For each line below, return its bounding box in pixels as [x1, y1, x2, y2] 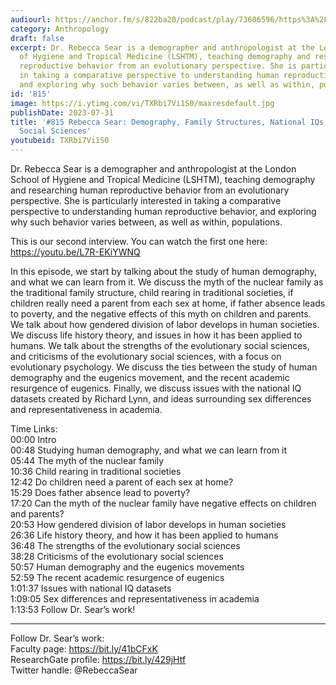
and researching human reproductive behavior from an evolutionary [10, 184, 290, 196]
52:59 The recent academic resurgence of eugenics [10, 572, 225, 583]
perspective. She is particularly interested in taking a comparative [10, 195, 282, 206]
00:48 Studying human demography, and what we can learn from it [10, 444, 288, 456]
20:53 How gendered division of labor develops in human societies [10, 519, 287, 530]
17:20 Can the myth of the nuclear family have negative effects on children [10, 497, 317, 509]
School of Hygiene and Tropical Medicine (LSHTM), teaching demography [10, 174, 316, 185]
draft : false [10, 33, 65, 43]
